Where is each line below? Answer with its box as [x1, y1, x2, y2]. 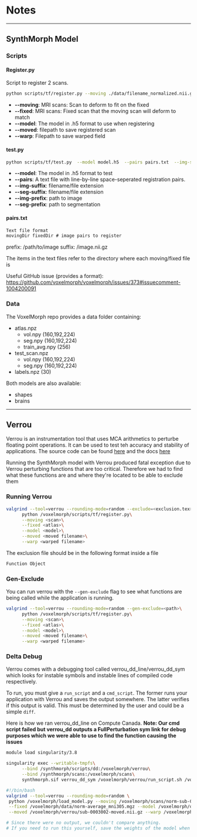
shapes [14, 391, 33, 398]
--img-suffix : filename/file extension [14, 182, 104, 189]
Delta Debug [6, 652, 43, 661]
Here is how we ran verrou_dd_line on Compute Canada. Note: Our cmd [6, 719, 180, 726]
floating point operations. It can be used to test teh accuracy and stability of [6, 441, 189, 448]
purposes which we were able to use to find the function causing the [6, 732, 177, 739]
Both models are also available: [6, 380, 81, 387]
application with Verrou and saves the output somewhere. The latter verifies [6, 696, 189, 703]
